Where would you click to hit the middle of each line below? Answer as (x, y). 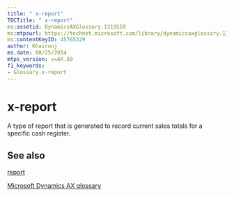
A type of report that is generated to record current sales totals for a (105, 126)
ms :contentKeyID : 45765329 (46, 40)
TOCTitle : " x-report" (40, 20)
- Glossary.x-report (37, 72)
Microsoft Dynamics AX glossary (54, 186)
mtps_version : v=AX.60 (40, 59)
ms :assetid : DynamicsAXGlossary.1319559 (67, 27)
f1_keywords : (26, 66)
